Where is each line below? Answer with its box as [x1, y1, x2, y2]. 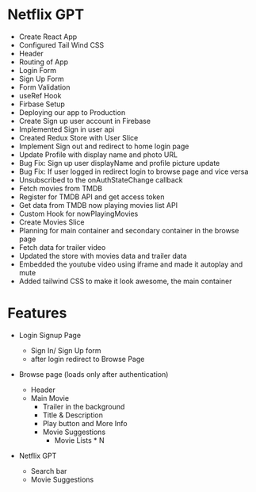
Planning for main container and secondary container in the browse [18, 225, 239, 235]
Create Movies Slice [18, 217, 85, 227]
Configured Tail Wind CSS [18, 40, 105, 49]
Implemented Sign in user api [18, 125, 115, 134]
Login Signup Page [18, 330, 81, 340]
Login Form [18, 65, 57, 75]
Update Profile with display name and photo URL [18, 149, 178, 160]
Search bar [30, 466, 67, 475]
